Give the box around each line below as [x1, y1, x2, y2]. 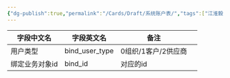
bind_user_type [64, 46, 115, 55]
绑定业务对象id [10, 59, 58, 68]
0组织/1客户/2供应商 [120, 46, 187, 55]
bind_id [64, 59, 89, 68]
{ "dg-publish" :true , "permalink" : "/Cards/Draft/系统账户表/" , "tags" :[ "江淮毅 [7, 10, 224, 17]
